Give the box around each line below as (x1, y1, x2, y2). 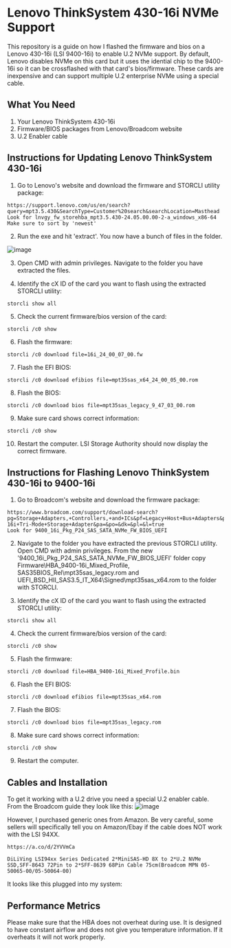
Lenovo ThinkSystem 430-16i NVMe (7, 5, 219, 21)
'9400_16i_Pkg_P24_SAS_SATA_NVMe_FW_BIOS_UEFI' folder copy (16, 554, 206, 562)
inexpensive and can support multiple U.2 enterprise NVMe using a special (7, 71, 219, 80)
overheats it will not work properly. (7, 933, 105, 941)
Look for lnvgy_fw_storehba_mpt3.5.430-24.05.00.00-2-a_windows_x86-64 (7, 214, 217, 221)
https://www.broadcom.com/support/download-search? (7, 509, 158, 516)
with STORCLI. (16, 583, 58, 591)
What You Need (7, 99, 76, 111)
